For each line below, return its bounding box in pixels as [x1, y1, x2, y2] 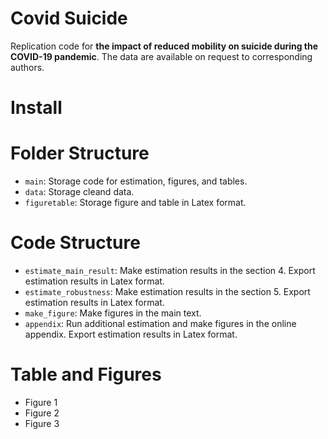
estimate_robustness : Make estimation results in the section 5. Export [24, 286, 311, 297]
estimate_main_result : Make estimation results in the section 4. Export [24, 265, 316, 276]
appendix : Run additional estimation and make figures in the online [24, 318, 297, 329]
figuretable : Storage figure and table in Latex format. [24, 197, 247, 209]
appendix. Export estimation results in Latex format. [24, 328, 238, 340]
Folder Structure [10, 142, 150, 165]
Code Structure [10, 232, 141, 254]
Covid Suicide [10, 7, 128, 30]
